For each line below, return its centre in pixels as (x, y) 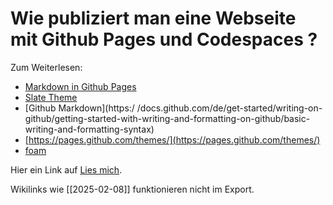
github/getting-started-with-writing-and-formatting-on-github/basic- (167, 118)
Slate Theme (51, 97)
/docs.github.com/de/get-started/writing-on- (229, 108)
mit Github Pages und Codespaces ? (164, 39)
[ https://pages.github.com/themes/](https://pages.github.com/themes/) (172, 139)
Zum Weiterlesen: (46, 67)
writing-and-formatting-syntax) (89, 129)
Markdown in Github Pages (80, 86)
